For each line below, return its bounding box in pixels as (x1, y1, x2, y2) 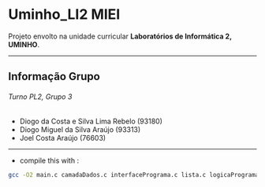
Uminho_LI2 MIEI (8, 5, 121, 24)
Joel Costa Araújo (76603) (19, 133, 106, 142)
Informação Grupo (8, 70, 100, 83)
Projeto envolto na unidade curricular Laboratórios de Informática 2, (8, 31, 233, 41)
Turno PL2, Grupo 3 (8, 92, 73, 101)
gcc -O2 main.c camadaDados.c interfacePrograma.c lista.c (8, 170, 207, 178)
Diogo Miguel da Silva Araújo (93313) (19, 124, 141, 134)
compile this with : (19, 156, 80, 165)
